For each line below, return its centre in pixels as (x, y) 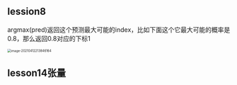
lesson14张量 (37, 73)
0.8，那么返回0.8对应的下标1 (49, 38)
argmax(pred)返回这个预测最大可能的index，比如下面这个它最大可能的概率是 (119, 29)
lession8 (27, 12)
